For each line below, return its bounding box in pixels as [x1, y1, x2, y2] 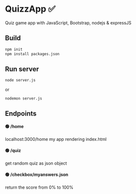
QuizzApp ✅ [5, 3, 56, 15]
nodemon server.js [5, 96, 42, 101]
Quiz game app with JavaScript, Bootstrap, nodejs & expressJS [5, 19, 132, 25]
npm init [5, 47, 23, 52]
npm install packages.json [5, 51, 60, 57]
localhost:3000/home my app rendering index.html [5, 136, 107, 142]
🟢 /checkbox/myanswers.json [5, 172, 68, 177]
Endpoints [5, 110, 37, 118]
